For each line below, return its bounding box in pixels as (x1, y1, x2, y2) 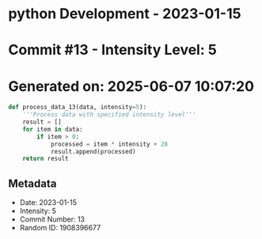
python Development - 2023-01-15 (8, 5, 241, 23)
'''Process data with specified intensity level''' (22, 111, 196, 119)
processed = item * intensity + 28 (50, 140, 169, 148)
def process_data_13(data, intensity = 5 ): (8, 104, 147, 112)
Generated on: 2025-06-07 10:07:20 (8, 77, 255, 95)
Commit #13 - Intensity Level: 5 (8, 41, 218, 59)
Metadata (8, 176, 57, 190)
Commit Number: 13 (19, 214, 85, 224)
